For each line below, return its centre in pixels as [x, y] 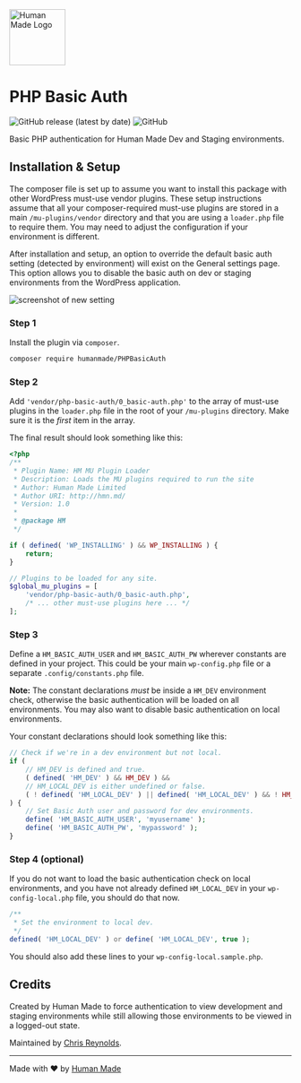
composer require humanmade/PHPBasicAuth [88, 359]
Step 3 [24, 634]
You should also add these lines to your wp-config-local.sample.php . [136, 956]
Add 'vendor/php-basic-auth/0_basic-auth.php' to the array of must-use [144, 402]
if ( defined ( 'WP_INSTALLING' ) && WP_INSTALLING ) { [114, 545]
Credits [30, 985]
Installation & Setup [65, 167]
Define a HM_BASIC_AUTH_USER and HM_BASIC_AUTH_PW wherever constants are [148, 654]
